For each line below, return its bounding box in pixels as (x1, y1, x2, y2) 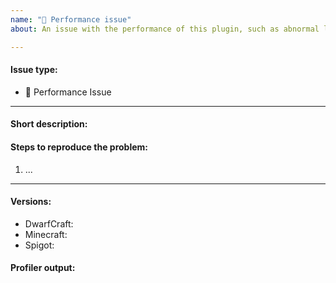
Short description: (10, 118, 88, 130)
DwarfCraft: (24, 217, 74, 230)
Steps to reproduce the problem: (10, 141, 148, 153)
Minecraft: (24, 228, 68, 240)
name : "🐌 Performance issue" (10, 14, 132, 25)
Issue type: (10, 64, 58, 76)
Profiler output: (10, 262, 76, 274)
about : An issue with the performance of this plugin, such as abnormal (10, 24, 320, 34)
